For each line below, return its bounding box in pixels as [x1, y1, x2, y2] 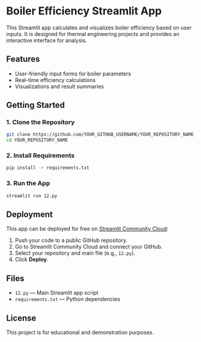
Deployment [6, 209, 53, 219]
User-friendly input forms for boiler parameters [14, 70, 132, 77]
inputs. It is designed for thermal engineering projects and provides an [6, 30, 179, 37]
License [6, 313, 36, 323]
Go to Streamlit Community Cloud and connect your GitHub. [14, 243, 163, 250]
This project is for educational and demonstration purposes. [6, 328, 154, 336]
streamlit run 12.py [6, 193, 58, 199]
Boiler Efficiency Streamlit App [6, 4, 162, 18]
